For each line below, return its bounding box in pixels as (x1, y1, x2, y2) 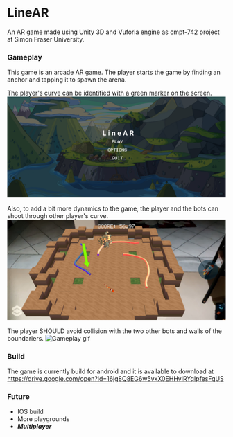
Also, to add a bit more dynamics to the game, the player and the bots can (7, 204, 218, 213)
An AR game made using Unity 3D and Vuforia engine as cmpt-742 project (7, 28, 220, 36)
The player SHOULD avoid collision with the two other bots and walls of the (7, 327, 222, 335)
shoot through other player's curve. (7, 211, 109, 220)
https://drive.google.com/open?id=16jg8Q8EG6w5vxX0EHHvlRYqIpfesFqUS (7, 375, 224, 383)
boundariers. (7, 334, 44, 342)
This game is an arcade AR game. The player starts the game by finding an (7, 68, 221, 77)
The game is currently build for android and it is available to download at (7, 367, 214, 375)
